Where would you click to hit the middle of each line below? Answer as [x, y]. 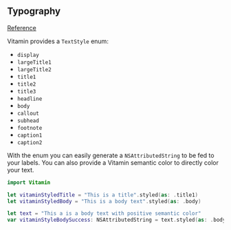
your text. [21, 170]
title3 [26, 91]
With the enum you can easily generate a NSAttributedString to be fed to [111, 155]
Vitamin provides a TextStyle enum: [58, 41]
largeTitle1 [34, 62]
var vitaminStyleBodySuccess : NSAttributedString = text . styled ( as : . [110, 220]
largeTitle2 [34, 69]
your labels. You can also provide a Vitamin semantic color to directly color [113, 162]
